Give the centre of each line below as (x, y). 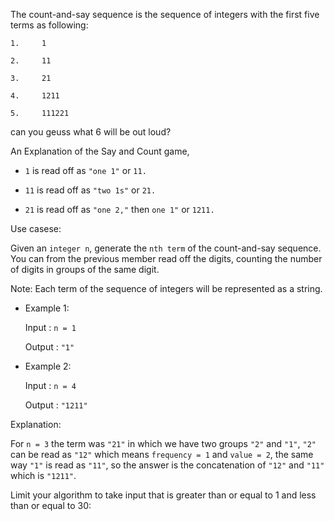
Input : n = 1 (50, 327)
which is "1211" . (43, 475)
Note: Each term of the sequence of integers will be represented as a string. (166, 288)
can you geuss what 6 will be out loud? (91, 132)
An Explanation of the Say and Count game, (100, 151)
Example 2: (48, 366)
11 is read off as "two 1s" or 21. (90, 190)
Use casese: (36, 228)
